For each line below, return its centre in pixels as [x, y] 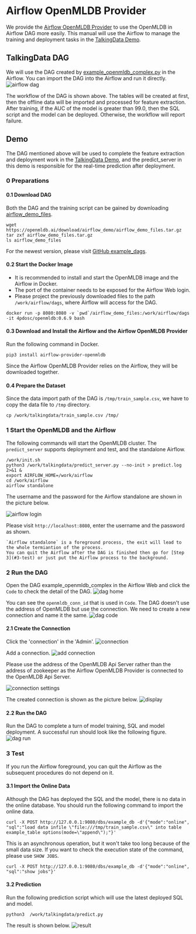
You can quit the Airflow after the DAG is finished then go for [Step [95, 553]
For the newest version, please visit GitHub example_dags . [77, 251]
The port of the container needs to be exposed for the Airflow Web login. [102, 290]
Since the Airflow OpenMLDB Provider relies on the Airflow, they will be [92, 366]
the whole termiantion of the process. [55, 547]
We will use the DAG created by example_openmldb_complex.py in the [91, 72]
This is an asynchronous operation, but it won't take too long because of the [98, 843]
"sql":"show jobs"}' [31, 871]
